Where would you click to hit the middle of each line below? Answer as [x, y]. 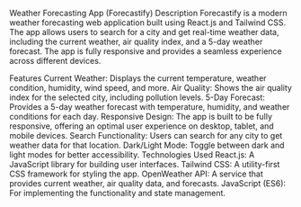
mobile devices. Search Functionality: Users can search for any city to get [146, 135]
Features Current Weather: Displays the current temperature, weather [138, 78]
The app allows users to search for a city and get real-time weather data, [144, 32]
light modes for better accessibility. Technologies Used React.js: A [132, 155]
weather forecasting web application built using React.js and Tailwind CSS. [147, 22]
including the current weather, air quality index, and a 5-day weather [136, 41]
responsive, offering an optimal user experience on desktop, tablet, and [142, 126]
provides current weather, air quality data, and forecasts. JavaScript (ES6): [147, 183]
